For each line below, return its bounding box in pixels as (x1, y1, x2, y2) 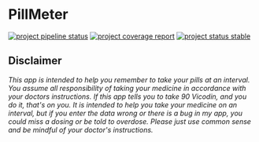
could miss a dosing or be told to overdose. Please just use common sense (8, 116, 252, 126)
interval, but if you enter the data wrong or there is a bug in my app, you (8, 108, 242, 118)
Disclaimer (8, 54, 62, 67)
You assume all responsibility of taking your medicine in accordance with (8, 83, 246, 93)
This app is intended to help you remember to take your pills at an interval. (8, 75, 250, 84)
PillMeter (8, 5, 68, 24)
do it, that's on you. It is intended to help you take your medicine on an (8, 100, 238, 109)
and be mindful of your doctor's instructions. (8, 125, 154, 134)
